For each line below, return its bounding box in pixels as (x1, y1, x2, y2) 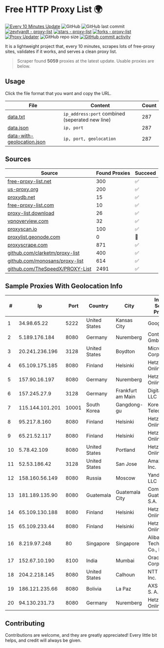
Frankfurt (115, 387, 137, 394)
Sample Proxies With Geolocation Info (5, 282, 123, 290)
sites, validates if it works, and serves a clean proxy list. (5, 48, 117, 54)
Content (90, 102, 110, 109)
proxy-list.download (7, 209, 55, 216)
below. (17, 63, 31, 69)
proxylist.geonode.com (7, 233, 61, 240)
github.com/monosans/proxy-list (7, 257, 84, 264)
